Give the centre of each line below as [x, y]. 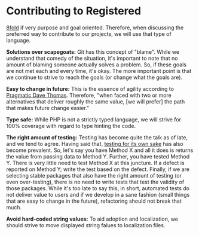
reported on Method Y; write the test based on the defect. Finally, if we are [98, 169]
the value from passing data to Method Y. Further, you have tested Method [98, 156]
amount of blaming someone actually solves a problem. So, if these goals [97, 65]
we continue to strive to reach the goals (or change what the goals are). [94, 77]
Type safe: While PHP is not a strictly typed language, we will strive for [94, 119]
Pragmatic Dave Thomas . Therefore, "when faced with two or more [89, 95]
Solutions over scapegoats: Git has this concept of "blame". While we [93, 51]
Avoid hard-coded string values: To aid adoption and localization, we [92, 219]
